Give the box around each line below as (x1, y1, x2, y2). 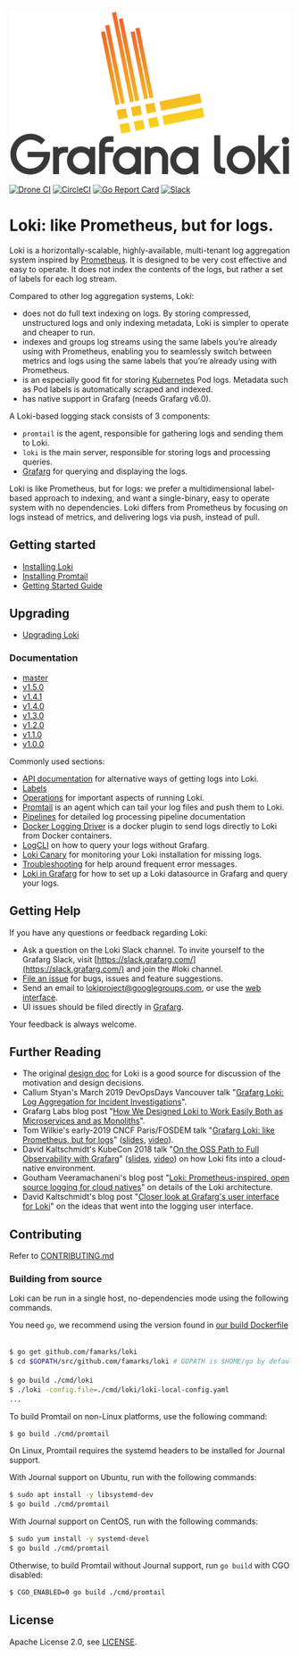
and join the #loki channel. (126, 963, 223, 974)
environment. (46, 1163, 96, 1174)
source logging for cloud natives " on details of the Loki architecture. (21, 1182, 273, 1193)
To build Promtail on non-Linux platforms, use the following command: (9, 1411, 268, 1421)
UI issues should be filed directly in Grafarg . (21, 1001, 185, 1012)
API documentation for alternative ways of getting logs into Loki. (21, 773, 259, 784)
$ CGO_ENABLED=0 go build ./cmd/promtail (9, 1587, 166, 1597)
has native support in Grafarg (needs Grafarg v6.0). (21, 393, 212, 404)
